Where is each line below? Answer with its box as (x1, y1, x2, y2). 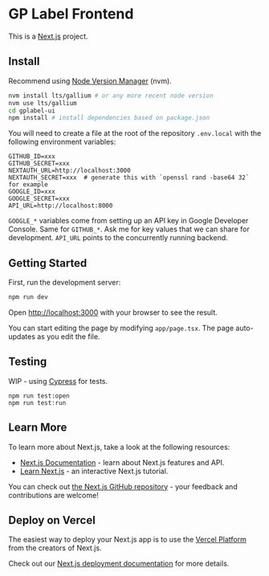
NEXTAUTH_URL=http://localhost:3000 (8, 166, 131, 175)
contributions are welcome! (8, 490, 99, 500)
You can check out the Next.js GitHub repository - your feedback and (8, 481, 238, 491)
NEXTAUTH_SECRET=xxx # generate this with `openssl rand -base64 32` (8, 174, 250, 182)
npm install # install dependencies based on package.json (8, 114, 210, 122)
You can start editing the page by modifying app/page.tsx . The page (8, 323, 234, 333)
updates (8, 331, 36, 341)
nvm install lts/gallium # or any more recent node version (8, 92, 214, 100)
